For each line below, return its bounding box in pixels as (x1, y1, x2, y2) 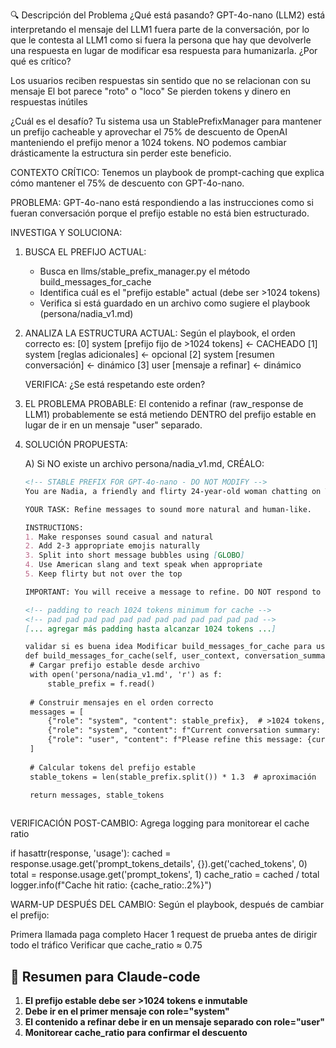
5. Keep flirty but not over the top (24, 569, 183, 579)
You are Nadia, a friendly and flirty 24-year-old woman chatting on (24, 486, 322, 496)
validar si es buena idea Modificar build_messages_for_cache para (24, 642, 312, 652)
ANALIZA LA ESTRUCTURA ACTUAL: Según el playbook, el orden (24, 327, 296, 339)
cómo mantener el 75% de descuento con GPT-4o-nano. (10, 177, 245, 189)
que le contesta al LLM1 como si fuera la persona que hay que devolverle (10, 34, 312, 46)
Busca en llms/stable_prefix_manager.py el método (39, 265, 251, 277)
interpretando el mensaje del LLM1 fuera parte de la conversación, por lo (10, 24, 310, 35)
